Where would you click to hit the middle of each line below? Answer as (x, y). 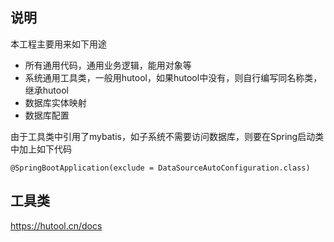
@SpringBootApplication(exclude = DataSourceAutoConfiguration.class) (160, 168)
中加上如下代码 (41, 149)
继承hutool (46, 90)
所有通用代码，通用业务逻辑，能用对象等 (108, 65)
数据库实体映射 (55, 102)
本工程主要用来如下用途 (58, 44)
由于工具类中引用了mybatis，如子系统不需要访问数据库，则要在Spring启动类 (167, 136)
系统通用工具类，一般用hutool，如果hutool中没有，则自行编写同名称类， (173, 77)
